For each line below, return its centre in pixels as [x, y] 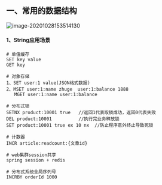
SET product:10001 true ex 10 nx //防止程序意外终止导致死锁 [80, 126]
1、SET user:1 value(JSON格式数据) [48, 83]
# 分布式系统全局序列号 [31, 172]
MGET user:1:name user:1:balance [56, 95]
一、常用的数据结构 [42, 11]
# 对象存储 [18, 77]
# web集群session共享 [31, 155]
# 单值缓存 [18, 55]
